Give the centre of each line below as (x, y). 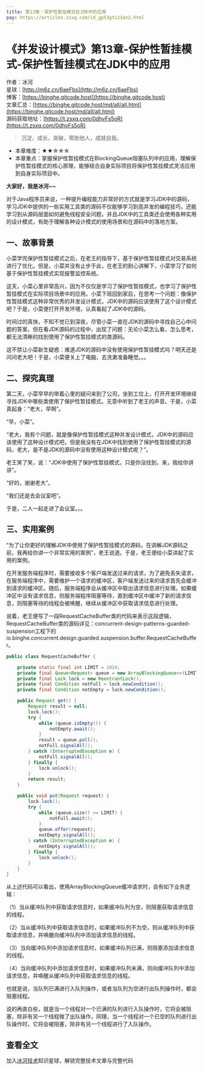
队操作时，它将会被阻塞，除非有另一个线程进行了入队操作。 (80, 1024)
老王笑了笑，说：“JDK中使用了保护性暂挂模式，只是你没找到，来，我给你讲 (100, 463)
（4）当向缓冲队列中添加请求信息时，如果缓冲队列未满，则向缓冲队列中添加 (101, 968)
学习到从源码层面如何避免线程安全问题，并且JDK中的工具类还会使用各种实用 (101, 214)
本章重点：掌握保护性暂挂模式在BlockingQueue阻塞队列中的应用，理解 (103, 158)
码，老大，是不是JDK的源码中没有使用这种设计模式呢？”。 (79, 450)
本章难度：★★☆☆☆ (42, 151)
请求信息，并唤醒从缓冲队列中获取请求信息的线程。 (70, 976)
